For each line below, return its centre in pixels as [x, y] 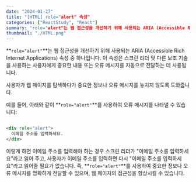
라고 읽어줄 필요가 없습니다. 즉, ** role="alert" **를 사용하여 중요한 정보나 [98, 166]
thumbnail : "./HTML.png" [36, 33]
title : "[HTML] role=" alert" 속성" [48, 17]
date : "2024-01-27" [30, 11]
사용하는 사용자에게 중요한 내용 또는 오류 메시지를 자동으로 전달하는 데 [91, 66]
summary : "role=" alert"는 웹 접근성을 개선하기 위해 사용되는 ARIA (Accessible [96, 28]
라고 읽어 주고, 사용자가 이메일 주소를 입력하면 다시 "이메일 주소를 [87, 158]
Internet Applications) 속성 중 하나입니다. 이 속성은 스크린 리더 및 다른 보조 [92, 58]
